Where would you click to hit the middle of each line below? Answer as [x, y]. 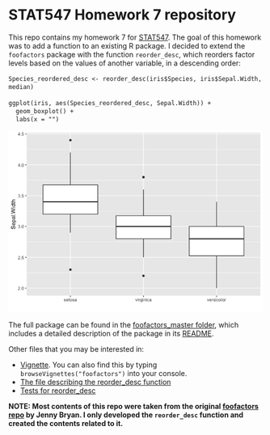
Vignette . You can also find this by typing [89, 365]
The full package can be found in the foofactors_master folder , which [124, 324]
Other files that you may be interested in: [76, 348]
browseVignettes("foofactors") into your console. [103, 373]
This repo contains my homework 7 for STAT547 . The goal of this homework [135, 37]
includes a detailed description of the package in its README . [111, 333]
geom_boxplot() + [45, 111]
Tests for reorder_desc [58, 391]
